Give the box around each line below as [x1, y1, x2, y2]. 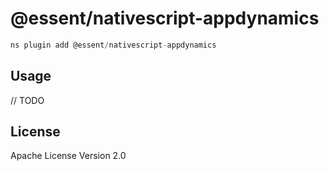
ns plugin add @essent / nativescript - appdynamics [10, 40, 217, 50]
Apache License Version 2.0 [10, 150, 127, 162]
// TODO [10, 94, 45, 106]
